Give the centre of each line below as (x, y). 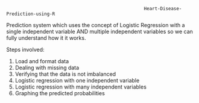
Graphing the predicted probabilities (60, 93)
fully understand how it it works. (46, 38)
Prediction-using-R (31, 14)
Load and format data (42, 61)
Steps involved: (25, 49)
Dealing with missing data (47, 67)
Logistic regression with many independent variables (81, 87)
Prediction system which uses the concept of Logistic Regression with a (96, 25)
